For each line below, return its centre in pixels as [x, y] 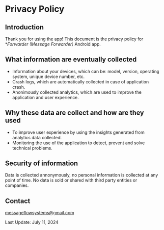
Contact [18, 201]
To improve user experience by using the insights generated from [78, 132]
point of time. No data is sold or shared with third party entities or [71, 180]
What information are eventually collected [71, 60]
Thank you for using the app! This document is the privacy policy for [74, 39]
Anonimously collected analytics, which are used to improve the [77, 92]
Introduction [25, 27]
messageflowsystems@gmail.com [40, 213]
